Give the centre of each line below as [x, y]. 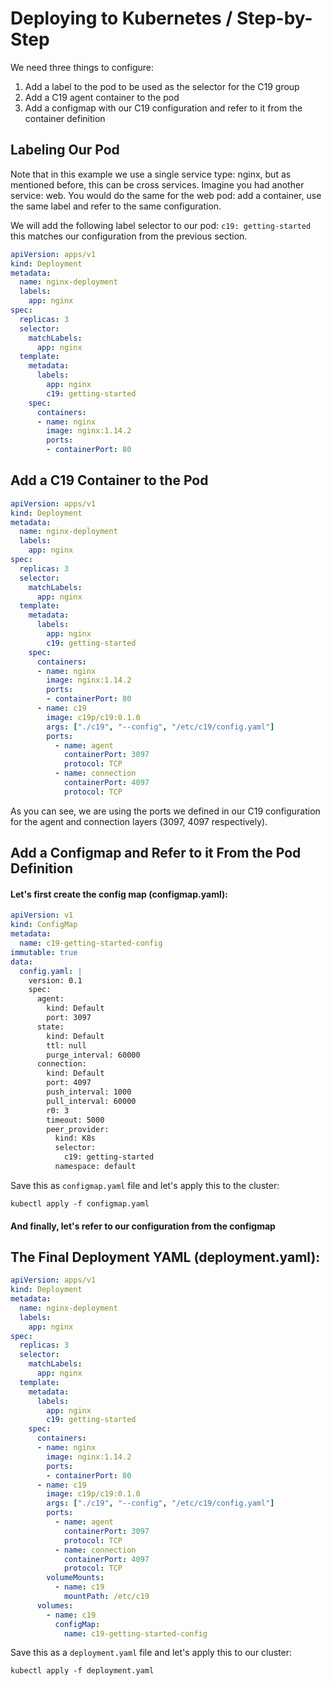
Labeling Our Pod [65, 150]
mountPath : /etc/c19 [106, 1597]
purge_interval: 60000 [93, 1055]
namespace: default [95, 1167]
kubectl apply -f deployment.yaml [82, 1671]
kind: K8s [75, 1138]
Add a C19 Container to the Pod [109, 480]
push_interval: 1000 [89, 1092]
